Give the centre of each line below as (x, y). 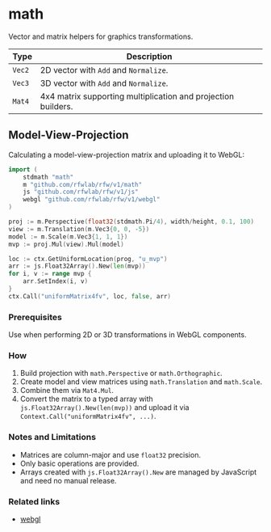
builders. (56, 106)
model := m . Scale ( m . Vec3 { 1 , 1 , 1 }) (68, 236)
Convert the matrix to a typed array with (86, 399)
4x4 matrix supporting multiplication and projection (137, 96)
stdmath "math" (48, 177)
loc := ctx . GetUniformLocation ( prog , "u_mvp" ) (88, 259)
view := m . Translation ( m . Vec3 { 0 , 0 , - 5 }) (79, 229)
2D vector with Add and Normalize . (104, 70)
